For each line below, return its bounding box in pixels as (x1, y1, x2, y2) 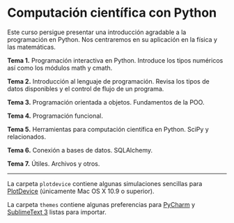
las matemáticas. (7, 43, 56, 51)
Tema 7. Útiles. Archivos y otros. (7, 159, 100, 168)
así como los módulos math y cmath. (7, 63, 113, 72)
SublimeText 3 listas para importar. (7, 208, 107, 216)
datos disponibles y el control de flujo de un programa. (7, 84, 164, 93)
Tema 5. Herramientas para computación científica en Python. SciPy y (7, 125, 209, 133)
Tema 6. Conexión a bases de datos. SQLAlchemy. (7, 146, 153, 154)
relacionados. (7, 132, 47, 141)
